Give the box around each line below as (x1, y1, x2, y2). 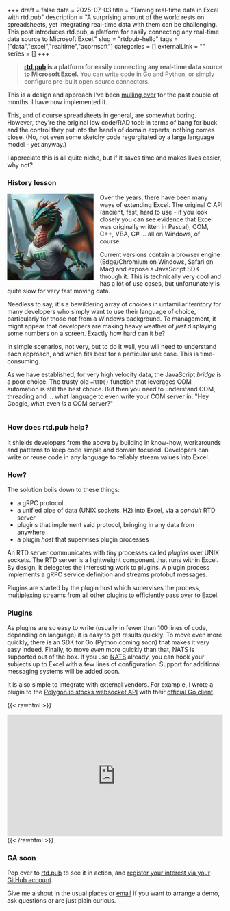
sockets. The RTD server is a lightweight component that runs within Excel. (7, 555, 219, 564)
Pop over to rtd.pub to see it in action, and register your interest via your (7, 869, 211, 877)
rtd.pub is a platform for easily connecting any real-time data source (23, 63, 223, 71)
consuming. (7, 357, 40, 365)
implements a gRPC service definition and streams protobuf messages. (7, 570, 208, 579)
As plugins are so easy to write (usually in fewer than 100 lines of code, (7, 624, 208, 632)
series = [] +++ (7, 49, 50, 58)
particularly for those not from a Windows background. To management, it (7, 315, 216, 323)
